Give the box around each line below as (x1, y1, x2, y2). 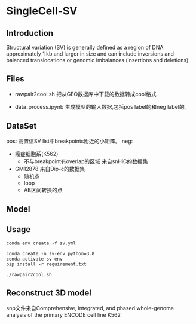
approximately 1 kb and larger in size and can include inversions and (6, 50, 174, 57)
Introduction (6, 28, 54, 38)
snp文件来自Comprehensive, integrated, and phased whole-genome (6, 304, 174, 311)
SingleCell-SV (6, 4, 78, 18)
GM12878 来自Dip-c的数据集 (14, 165, 85, 172)
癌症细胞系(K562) (14, 150, 59, 157)
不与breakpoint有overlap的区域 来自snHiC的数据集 (23, 157, 148, 165)
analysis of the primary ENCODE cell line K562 (6, 311, 121, 318)
